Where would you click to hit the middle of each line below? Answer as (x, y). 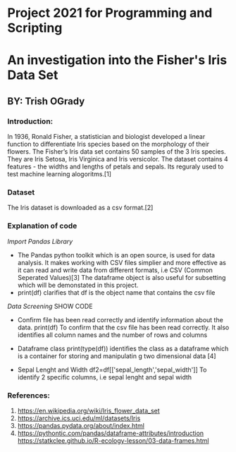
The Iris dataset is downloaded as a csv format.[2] (80, 208)
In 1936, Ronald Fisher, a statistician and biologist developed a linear (106, 137)
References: (29, 395)
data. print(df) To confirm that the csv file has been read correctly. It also (123, 327)
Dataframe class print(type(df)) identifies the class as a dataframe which (123, 348)
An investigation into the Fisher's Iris (117, 60)
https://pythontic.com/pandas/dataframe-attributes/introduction (111, 433)
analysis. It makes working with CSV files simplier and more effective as (122, 262)
